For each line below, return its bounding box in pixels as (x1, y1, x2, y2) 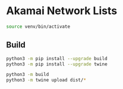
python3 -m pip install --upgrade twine (6, 61, 108, 67)
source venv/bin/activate (6, 24, 70, 29)
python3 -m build (6, 72, 49, 78)
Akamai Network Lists (6, 4, 118, 18)
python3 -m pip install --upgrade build (6, 55, 108, 61)
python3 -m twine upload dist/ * (6, 77, 86, 83)
